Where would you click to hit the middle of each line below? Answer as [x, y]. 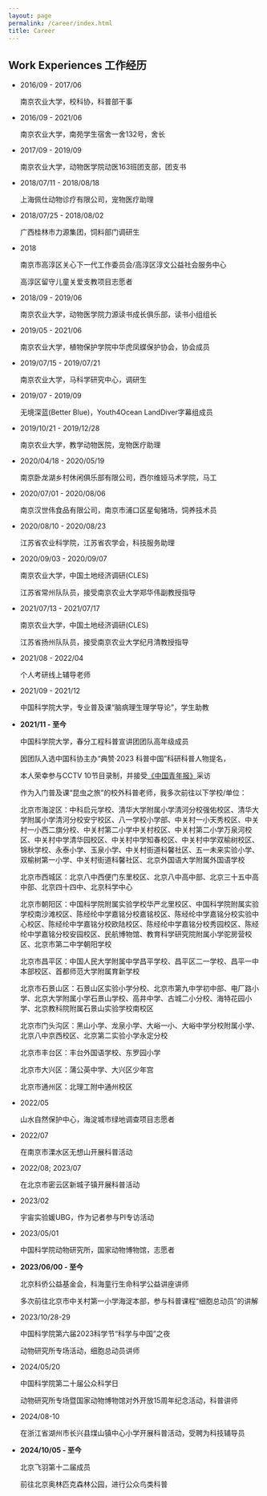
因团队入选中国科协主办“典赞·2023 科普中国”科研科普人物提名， [125, 759]
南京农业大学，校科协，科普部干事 [76, 102]
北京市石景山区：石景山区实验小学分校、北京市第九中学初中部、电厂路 [136, 989]
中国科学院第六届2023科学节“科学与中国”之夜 [95, 1334]
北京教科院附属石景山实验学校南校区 [94, 1009]
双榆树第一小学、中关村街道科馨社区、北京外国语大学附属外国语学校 [132, 860]
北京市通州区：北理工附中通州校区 [76, 1087]
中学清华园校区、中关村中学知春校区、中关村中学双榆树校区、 [157, 840]
